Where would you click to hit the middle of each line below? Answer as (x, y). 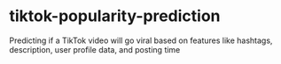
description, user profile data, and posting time (95, 49)
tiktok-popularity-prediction (115, 16)
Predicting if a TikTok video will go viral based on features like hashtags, (141, 40)
